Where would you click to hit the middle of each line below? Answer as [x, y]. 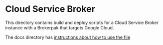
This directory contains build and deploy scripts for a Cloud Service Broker [82, 22]
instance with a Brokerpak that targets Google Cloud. [60, 27]
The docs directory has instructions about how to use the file [68, 37]
